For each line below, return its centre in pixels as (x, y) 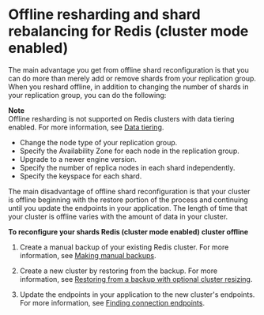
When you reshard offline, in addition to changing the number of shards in (128, 86)
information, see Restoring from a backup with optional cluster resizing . (136, 279)
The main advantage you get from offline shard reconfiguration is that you (128, 69)
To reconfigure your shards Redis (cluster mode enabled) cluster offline (128, 231)
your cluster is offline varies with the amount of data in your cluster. (118, 216)
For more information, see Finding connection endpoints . (112, 302)
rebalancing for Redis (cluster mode (128, 31)
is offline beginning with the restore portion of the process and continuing (128, 200)
